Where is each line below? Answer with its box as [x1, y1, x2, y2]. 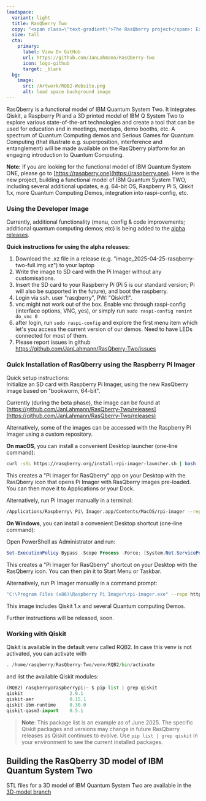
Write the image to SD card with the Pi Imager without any [15, 268, 162, 276]
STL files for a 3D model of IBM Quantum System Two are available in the [6, 782, 192, 789]
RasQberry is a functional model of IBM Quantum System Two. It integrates [6, 105, 196, 113]
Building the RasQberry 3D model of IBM [6, 756, 164, 766]
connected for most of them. [15, 332, 88, 340]
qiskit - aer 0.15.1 [6, 696, 86, 702]
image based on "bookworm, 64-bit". [6, 387, 101, 395]
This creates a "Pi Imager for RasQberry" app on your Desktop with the [6, 472, 186, 479]
